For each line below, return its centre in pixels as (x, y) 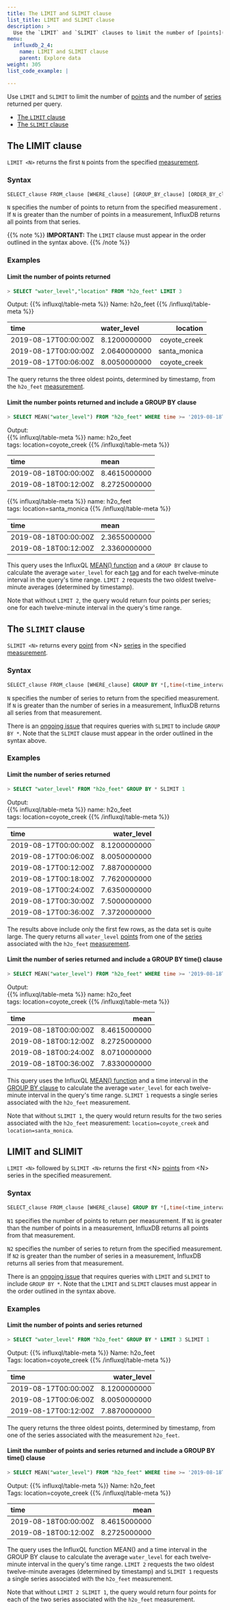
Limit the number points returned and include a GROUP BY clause (102, 403)
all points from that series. (44, 222)
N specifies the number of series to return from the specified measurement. (113, 698)
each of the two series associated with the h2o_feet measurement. (101, 1599)
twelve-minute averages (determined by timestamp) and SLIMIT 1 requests (113, 1571)
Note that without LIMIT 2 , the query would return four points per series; (109, 600)
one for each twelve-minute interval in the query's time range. (94, 607)
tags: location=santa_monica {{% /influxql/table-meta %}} (89, 508)
